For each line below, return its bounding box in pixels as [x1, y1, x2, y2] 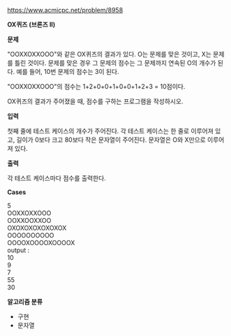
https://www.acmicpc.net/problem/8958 [7, 6, 124, 14]
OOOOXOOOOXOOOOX [7, 239, 75, 247]
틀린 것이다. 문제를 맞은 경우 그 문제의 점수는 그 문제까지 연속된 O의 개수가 [14, 59, 216, 67]
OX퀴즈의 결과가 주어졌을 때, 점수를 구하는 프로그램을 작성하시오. [7, 97, 184, 105]
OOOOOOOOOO [7, 231, 54, 240]
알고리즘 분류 [7, 298, 43, 306]
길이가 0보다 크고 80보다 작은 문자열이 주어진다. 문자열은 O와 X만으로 [16, 136, 206, 144]
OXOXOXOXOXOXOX [7, 224, 67, 232]
